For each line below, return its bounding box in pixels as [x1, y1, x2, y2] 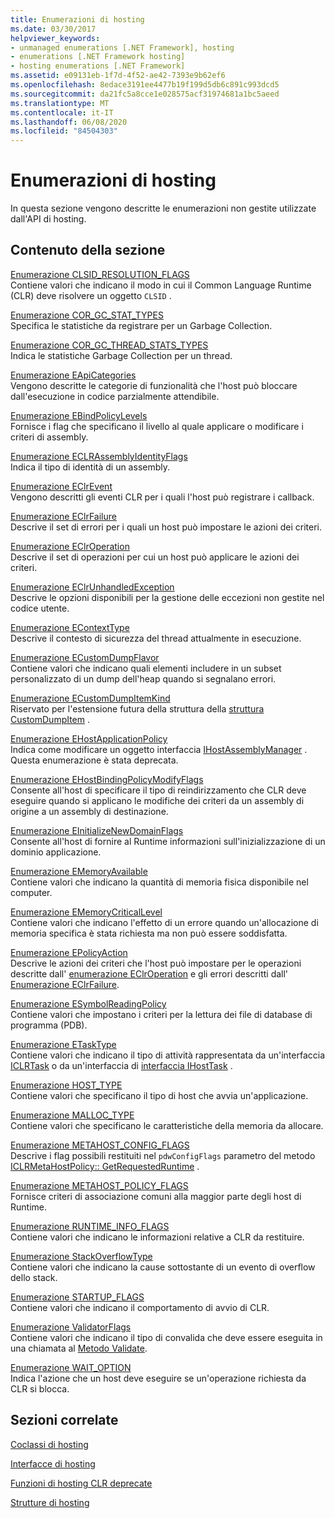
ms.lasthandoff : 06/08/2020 [10, 117, 128, 127]
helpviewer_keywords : [10, 33, 101, 43]
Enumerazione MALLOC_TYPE [10, 1109, 135, 1121]
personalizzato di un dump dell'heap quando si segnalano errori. [10, 672, 277, 685]
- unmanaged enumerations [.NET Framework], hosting [10, 42, 235, 53]
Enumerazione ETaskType [10, 1038, 117, 1050]
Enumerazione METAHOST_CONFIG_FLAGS [10, 1139, 190, 1151]
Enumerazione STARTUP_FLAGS [10, 1291, 145, 1303]
